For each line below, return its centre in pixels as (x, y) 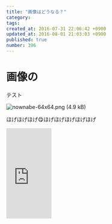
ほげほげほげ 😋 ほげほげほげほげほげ (51, 119)
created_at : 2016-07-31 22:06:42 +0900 (56, 29)
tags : (13, 23)
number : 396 (21, 46)
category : (19, 17)
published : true (26, 40)
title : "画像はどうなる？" (36, 12)
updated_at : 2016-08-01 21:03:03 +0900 (56, 34)
